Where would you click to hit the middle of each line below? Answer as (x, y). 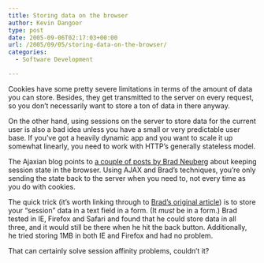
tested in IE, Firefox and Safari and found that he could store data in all (122, 219)
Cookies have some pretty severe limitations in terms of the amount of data (130, 88)
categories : (28, 52)
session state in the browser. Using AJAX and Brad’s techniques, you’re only (132, 170)
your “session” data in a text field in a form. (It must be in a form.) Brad (123, 210)
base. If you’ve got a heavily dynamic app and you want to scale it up (121, 137)
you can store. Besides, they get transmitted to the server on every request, (131, 97)
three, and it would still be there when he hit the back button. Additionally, (128, 227)
